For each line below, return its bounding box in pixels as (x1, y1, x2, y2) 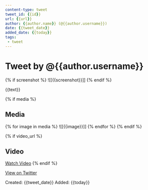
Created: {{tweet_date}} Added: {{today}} (5, 180, 90, 186)
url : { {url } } (5, 16, 32, 21)
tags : (5, 35, 16, 40)
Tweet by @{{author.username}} (5, 60, 144, 72)
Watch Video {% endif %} (5, 160, 58, 166)
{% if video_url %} (5, 133, 43, 139)
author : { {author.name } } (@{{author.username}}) (5, 21, 107, 26)
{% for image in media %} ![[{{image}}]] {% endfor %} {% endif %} (5, 123, 142, 129)
